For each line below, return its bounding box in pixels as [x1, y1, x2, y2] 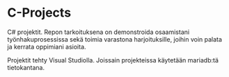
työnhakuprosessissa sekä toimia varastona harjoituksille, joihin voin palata [7, 35, 223, 43]
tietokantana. [7, 63, 45, 71]
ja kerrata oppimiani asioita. [7, 42, 86, 51]
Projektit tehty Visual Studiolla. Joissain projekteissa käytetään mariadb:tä [7, 55, 219, 64]
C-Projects [7, 5, 72, 21]
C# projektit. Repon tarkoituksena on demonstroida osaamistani [7, 28, 190, 36]
